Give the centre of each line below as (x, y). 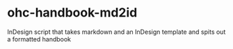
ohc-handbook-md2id (72, 13)
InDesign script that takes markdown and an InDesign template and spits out (116, 32)
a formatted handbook (39, 39)
